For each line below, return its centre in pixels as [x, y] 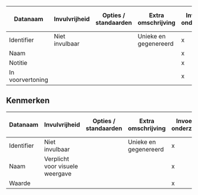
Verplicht [57, 158]
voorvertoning [29, 80]
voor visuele [61, 166]
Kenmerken [28, 100]
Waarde [20, 183]
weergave [58, 173]
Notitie [18, 63]
